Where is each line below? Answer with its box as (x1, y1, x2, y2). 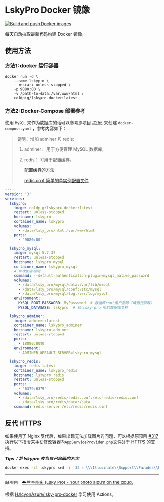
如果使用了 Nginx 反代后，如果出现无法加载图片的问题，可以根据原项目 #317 (5, 433, 159, 439)
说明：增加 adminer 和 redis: (17, 136, 74, 142)
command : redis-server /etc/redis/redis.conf (14, 404, 108, 409)
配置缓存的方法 (24, 167, 55, 173)
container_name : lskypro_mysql (14, 264, 78, 269)
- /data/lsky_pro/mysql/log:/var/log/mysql (18, 292, 108, 296)
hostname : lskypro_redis (14, 373, 64, 377)
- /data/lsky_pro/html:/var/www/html (18, 228, 95, 233)
